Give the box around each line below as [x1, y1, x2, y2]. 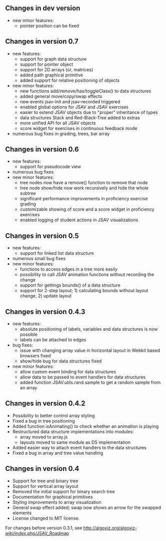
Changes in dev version [5, 4, 80, 13]
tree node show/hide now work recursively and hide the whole [19, 185, 149, 191]
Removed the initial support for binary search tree [12, 488, 115, 494]
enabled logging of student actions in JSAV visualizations [19, 217, 138, 223]
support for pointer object [19, 61, 73, 67]
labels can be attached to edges [19, 337, 86, 343]
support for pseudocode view [19, 164, 81, 170]
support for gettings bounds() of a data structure [19, 282, 121, 288]
